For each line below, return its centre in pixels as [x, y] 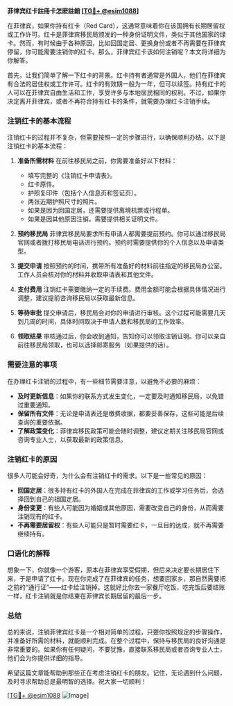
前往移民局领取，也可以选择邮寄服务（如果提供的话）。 [95, 345]
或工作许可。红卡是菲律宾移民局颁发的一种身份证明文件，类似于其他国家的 [113, 34]
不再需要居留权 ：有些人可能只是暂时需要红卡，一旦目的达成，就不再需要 [120, 525]
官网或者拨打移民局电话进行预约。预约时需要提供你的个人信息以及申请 [118, 243]
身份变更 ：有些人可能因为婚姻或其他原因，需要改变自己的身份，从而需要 [120, 507]
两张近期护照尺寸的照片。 [64, 202]
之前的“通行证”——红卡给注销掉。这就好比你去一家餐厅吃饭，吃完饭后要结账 [116, 587]
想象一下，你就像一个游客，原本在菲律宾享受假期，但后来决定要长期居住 [110, 570]
